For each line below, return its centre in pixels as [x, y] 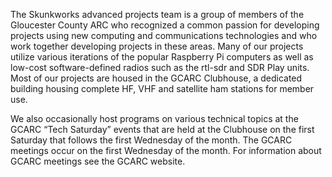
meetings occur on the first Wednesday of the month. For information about [166, 150]
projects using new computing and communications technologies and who [164, 35]
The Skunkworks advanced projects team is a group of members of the [157, 14]
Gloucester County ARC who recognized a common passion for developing [165, 25]
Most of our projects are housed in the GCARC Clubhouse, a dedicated [156, 78]
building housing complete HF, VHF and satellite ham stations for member [162, 88]
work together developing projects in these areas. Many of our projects [157, 46]
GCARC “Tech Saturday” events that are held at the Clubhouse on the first [162, 129]
